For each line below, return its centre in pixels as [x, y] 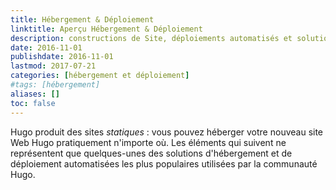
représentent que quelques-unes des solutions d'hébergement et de [151, 153]
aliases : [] [35, 94]
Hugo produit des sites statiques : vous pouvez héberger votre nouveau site [167, 132]
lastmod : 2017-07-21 [53, 66]
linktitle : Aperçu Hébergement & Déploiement [106, 29]
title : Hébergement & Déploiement [82, 19]
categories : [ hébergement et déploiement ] [100, 76]
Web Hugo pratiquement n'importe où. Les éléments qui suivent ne [148, 142]
